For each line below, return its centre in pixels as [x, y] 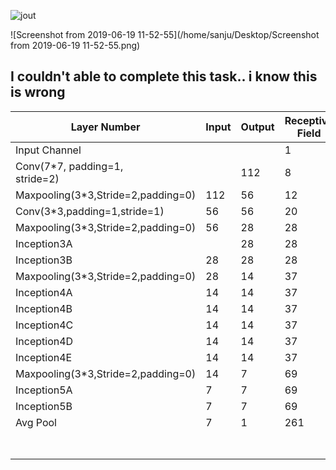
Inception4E [44, 357]
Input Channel [48, 150]
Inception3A [44, 243]
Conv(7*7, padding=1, [69, 166]
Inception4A [44, 292]
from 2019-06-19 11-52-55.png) [75, 45]
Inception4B [44, 308]
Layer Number [105, 127]
